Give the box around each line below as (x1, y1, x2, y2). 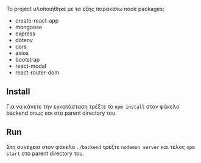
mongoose (15, 24, 43, 31)
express (15, 30, 35, 37)
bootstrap (15, 56, 40, 63)
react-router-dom (15, 69, 60, 76)
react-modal (15, 62, 47, 70)
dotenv (15, 37, 33, 43)
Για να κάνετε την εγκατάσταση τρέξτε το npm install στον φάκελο (6, 103, 180, 110)
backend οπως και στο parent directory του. (6, 109, 117, 117)
